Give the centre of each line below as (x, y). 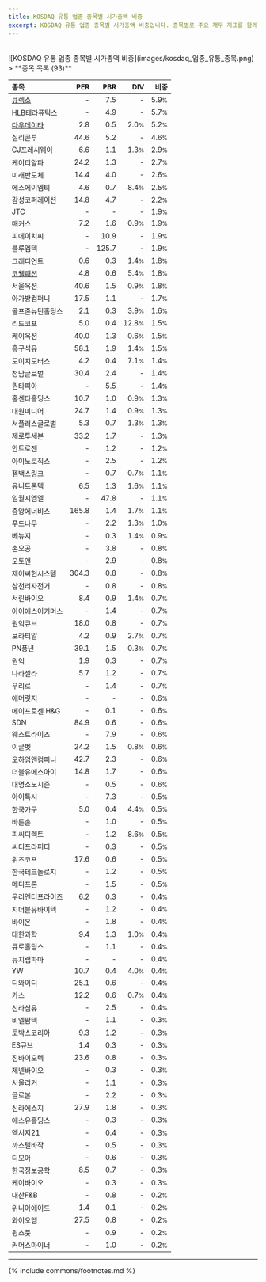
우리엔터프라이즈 (37, 897)
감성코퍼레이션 (34, 200)
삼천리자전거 (31, 586)
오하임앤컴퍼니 (34, 759)
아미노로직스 (31, 461)
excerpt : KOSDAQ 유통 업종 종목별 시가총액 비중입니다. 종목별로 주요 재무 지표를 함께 (133, 25)
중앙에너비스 (31, 511)
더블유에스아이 (34, 771)
